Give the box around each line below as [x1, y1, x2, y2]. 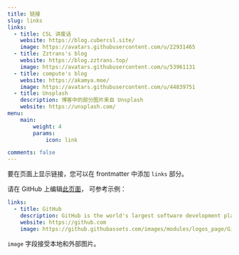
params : [33, 130, 55, 137]
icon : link [45, 136, 78, 143]
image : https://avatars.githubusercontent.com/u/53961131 [20, 63, 196, 71]
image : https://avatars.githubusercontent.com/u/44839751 [20, 83, 196, 90]
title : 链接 [7, 10, 41, 18]
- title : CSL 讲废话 [14, 30, 72, 38]
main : [20, 116, 37, 123]
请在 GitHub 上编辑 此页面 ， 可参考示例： [7, 184, 127, 193]
